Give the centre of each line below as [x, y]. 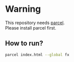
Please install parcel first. [31, 28]
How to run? [24, 44]
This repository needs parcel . [35, 23]
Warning [23, 9]
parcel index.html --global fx [37, 55]
